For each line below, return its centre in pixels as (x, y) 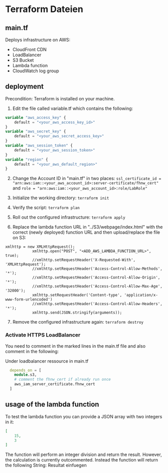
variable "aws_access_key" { (36, 117)
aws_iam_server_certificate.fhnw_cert (55, 384)
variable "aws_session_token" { (39, 146)
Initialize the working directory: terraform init (61, 198)
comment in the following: (32, 351)
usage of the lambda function (52, 405)
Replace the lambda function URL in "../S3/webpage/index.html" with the (88, 227)
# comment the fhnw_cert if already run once (63, 380)
